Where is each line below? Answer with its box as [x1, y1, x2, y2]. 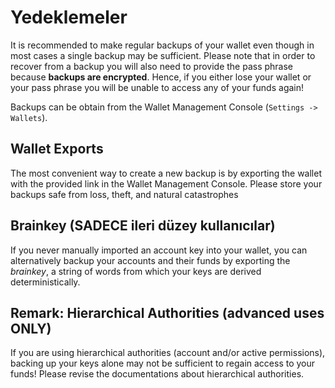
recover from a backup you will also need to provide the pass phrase [10, 60, 294, 72]
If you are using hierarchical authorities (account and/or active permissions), [10, 347, 326, 359]
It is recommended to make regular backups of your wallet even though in [10, 39, 315, 51]
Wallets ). [10, 111, 48, 123]
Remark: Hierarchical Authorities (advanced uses [10, 304, 325, 321]
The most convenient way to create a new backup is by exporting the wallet [10, 167, 322, 179]
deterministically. [10, 276, 81, 288]
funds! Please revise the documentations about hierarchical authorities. [10, 368, 305, 380]
